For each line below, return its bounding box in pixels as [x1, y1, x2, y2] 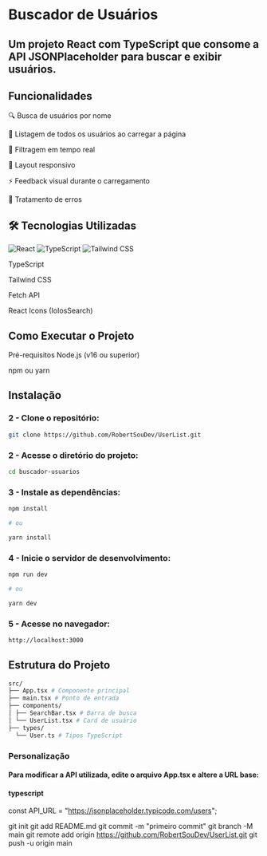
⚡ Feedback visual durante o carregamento [8, 176, 150, 186]
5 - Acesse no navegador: [8, 618, 110, 629]
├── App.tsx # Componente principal [8, 687, 130, 695]
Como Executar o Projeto [8, 329, 135, 342]
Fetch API [8, 290, 40, 300]
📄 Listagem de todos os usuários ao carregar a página [8, 129, 187, 139]
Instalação [8, 389, 62, 402]
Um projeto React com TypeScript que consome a [8, 37, 260, 51]
